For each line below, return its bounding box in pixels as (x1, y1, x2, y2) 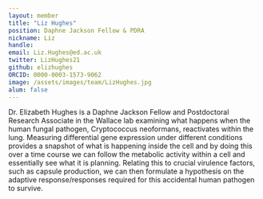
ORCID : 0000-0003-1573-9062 (8, 71, 102, 79)
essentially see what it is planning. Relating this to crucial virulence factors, (8, 158, 256, 168)
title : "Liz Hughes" (8, 19, 78, 27)
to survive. (8, 184, 43, 193)
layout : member (8, 11, 59, 20)
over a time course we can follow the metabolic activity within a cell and (8, 150, 245, 159)
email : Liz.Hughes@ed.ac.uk (8, 49, 102, 57)
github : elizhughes (8, 64, 74, 72)
